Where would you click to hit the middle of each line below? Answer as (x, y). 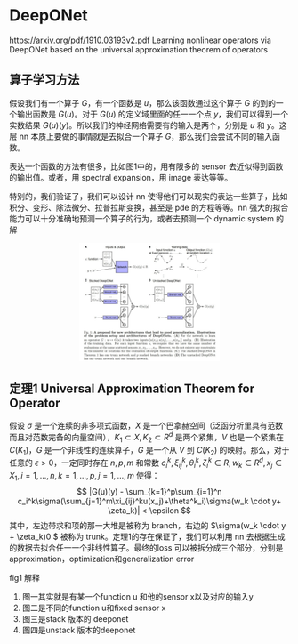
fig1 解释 (24, 577)
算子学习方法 (44, 80)
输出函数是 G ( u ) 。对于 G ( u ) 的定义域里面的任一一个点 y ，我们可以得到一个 (153, 114)
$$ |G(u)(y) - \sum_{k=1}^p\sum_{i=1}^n (149, 491)
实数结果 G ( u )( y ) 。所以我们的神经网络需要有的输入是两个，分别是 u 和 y (140, 125)
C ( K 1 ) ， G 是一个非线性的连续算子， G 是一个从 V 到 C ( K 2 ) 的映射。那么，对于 (149, 451)
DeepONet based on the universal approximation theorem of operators (139, 49)
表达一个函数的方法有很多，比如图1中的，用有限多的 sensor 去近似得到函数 (146, 166)
